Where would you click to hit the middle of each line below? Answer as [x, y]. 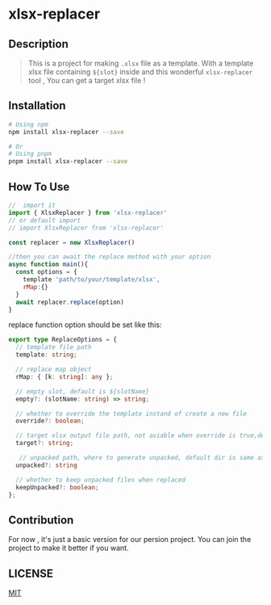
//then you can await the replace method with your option [110, 257]
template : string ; [47, 355]
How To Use [39, 187]
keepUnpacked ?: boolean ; [57, 487]
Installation [37, 106]
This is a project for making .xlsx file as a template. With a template [141, 63]
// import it [32, 205]
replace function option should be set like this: [85, 325]
